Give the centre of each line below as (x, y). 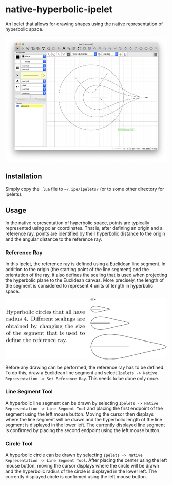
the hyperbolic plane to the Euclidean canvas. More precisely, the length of (85, 280)
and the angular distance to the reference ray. (54, 239)
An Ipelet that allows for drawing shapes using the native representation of (84, 24)
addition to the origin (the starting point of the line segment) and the (77, 269)
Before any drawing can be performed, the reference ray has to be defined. (85, 367)
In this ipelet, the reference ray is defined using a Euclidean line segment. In (85, 264)
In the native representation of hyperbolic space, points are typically (78, 223)
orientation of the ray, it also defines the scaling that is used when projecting (86, 275)
